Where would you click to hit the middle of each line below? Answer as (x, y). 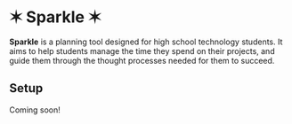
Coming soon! (35, 110)
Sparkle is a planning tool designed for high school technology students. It (146, 42)
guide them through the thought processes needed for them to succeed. (142, 60)
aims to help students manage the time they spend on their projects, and (142, 50)
